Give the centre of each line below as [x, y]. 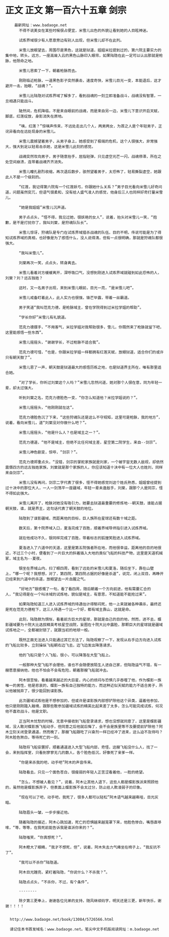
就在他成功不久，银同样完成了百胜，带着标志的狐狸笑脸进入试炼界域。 [80, 538]
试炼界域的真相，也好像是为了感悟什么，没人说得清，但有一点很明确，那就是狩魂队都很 [86, 238]
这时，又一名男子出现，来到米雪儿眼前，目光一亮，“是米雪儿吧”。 [77, 288]
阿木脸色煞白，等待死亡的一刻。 [34, 737]
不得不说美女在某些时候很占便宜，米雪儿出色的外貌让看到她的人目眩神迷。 [84, 30]
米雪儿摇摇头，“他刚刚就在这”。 [47, 407]
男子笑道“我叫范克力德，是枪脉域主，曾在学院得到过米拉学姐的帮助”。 [81, 307]
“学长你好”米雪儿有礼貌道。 [43, 317]
